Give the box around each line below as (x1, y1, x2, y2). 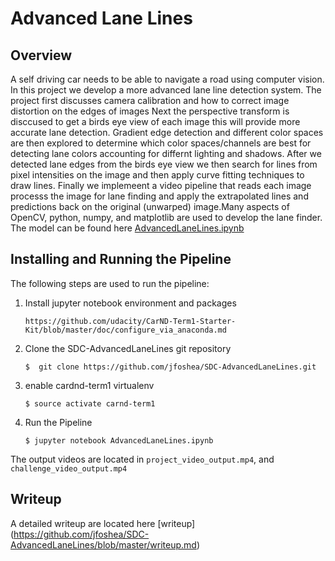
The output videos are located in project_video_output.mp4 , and (10, 453, 275, 465)
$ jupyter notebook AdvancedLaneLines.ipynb (24, 435, 214, 446)
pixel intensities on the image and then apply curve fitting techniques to (10, 169, 305, 181)
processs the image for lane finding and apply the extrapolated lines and (10, 190, 309, 202)
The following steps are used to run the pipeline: (10, 277, 210, 289)
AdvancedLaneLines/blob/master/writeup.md (10, 538, 197, 551)
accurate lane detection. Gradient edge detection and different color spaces (10, 127, 324, 138)
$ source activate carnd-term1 (24, 398, 156, 409)
